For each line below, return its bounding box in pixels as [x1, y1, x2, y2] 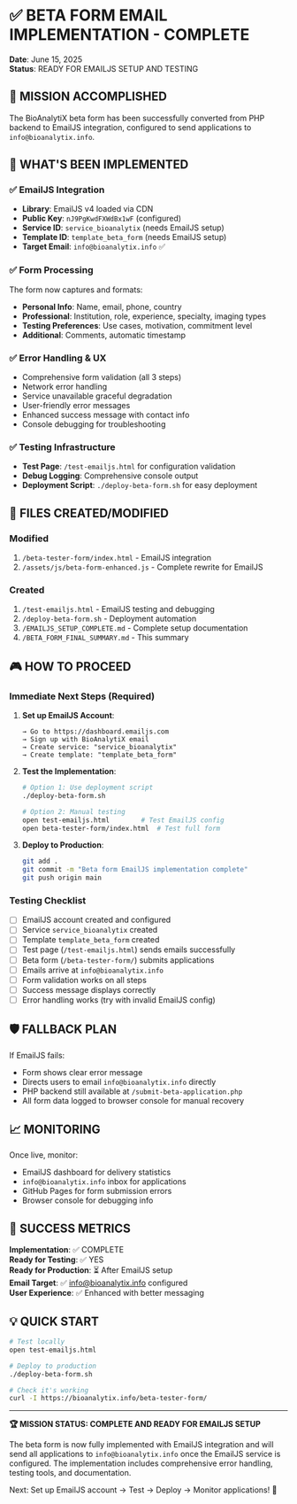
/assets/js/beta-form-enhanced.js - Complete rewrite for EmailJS [21, 562, 263, 572]
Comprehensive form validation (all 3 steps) [21, 372, 182, 383]
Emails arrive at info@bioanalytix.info [21, 965, 164, 975]
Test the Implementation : [21, 766, 117, 776]
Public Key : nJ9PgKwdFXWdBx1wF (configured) [21, 213, 182, 224]
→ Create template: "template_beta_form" [21, 750, 177, 759]
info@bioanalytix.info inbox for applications [21, 1176, 187, 1187]
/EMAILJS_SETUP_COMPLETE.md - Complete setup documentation [21, 623, 248, 633]
